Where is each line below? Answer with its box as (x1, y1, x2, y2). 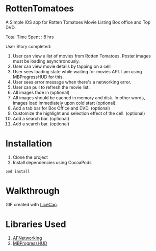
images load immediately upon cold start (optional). (12, 100, 117, 106)
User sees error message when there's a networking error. (12, 79, 131, 85)
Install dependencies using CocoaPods (12, 159, 92, 165)
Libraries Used (5, 219, 66, 230)
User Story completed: (5, 43, 52, 49)
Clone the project (12, 154, 48, 160)
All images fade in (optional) (12, 89, 70, 95)
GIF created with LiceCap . (5, 201, 58, 207)
